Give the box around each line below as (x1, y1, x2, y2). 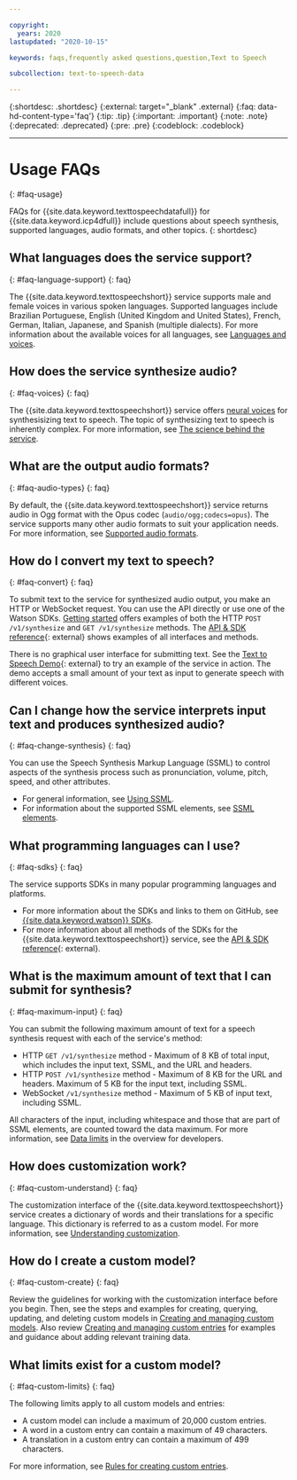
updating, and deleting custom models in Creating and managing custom (9, 1313, 274, 1324)
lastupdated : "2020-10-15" (9, 37, 109, 46)
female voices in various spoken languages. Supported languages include (9, 301, 278, 311)
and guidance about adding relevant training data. (9, 1332, 191, 1343)
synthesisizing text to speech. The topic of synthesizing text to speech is (9, 414, 275, 425)
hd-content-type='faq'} (9, 111, 95, 121)
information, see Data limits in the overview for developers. (9, 1132, 224, 1144)
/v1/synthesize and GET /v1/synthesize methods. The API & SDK (9, 623, 247, 633)
